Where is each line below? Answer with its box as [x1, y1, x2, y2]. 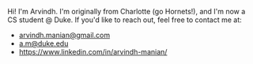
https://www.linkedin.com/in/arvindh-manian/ [18, 47, 168, 56]
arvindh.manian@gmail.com [18, 31, 111, 40]
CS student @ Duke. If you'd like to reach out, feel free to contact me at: [7, 15, 242, 24]
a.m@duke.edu [18, 39, 69, 48]
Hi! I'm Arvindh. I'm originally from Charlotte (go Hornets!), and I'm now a [7, 7, 246, 16]
